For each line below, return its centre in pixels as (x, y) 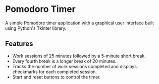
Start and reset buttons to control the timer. (56, 77)
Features (19, 44)
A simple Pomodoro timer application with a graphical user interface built (79, 23)
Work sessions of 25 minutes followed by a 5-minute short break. (79, 56)
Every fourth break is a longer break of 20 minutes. (64, 61)
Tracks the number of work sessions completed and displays (75, 66)
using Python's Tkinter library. (36, 28)
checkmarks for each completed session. (54, 72)
